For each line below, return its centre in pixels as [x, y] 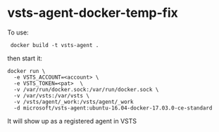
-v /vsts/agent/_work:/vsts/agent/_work [74, 102]
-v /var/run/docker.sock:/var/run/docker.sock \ [86, 89]
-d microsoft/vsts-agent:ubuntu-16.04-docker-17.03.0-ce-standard [113, 108]
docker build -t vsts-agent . [55, 45]
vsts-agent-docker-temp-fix [93, 13]
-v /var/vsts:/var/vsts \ [52, 95]
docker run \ [26, 71]
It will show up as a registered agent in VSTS [72, 121]
